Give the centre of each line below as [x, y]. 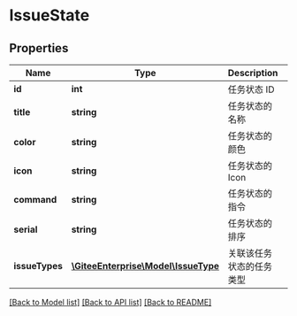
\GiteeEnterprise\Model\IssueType [145, 266]
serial [26, 229]
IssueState [49, 15]
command [35, 200]
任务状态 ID [251, 89]
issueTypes [38, 266]
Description [253, 73]
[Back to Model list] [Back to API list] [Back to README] [110, 302]
